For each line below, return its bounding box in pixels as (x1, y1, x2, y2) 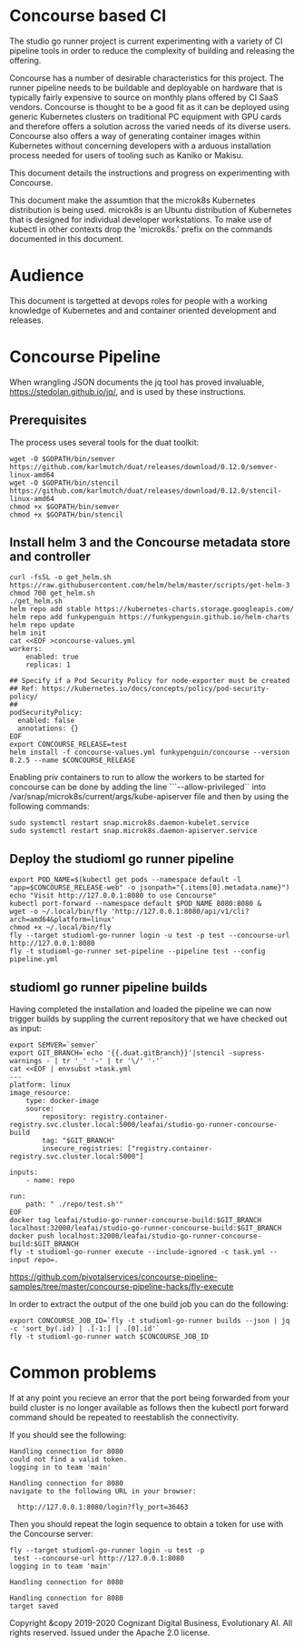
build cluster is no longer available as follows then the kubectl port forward (9, 1402, 289, 1412)
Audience (9, 266, 84, 286)
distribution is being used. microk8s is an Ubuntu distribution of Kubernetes (9, 204, 292, 215)
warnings (9, 1057, 43, 1066)
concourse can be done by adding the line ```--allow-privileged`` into (9, 781, 266, 792)
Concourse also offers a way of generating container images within (9, 130, 261, 141)
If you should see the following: (9, 1430, 127, 1440)
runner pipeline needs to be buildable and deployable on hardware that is (9, 82, 283, 93)
